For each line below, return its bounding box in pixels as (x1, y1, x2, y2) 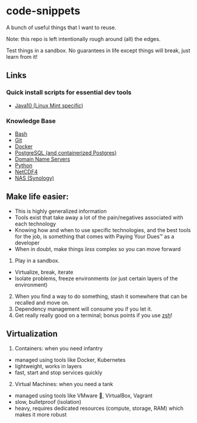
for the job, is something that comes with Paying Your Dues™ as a (14, 233, 174, 240)
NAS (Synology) (14, 174, 55, 181)
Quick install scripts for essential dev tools (6, 88, 132, 96)
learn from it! (6, 53, 38, 60)
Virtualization (6, 329, 58, 339)
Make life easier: (6, 192, 69, 202)
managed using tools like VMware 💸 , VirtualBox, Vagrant (14, 391, 153, 399)
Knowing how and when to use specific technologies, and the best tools (14, 226, 191, 233)
